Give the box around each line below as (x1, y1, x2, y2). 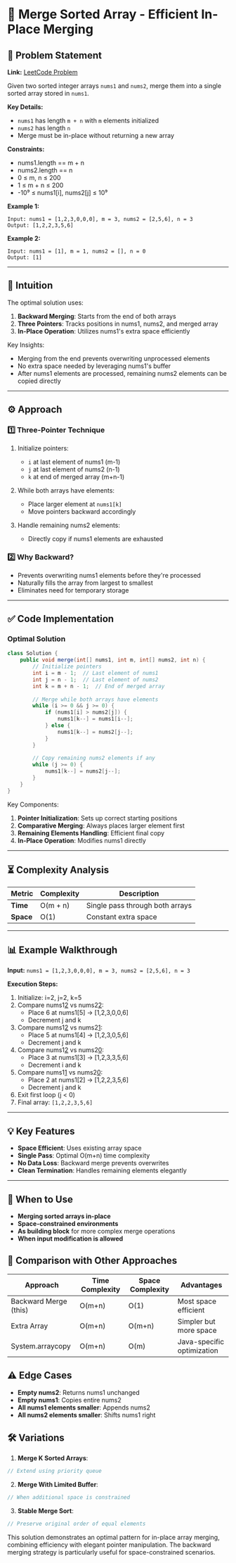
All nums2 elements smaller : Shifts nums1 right (17, 1410, 156, 1419)
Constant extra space (86, 911, 157, 921)
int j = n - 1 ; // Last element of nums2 (32, 676, 159, 683)
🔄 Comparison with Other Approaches (7, 1255, 178, 1267)
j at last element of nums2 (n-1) (27, 464, 120, 474)
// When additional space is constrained (7, 1494, 131, 1501)
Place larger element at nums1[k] (27, 500, 122, 508)
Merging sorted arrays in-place (17, 1212, 111, 1220)
